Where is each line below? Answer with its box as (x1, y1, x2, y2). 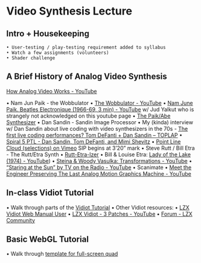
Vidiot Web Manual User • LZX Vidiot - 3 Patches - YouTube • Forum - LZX (6, 210, 193, 218)
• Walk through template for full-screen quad (6, 250, 118, 258)
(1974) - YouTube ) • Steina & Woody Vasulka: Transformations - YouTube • (6, 157, 192, 164)
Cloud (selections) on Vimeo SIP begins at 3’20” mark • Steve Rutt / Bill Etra (6, 144, 195, 151)
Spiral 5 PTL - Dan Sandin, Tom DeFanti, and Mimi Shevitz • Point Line (6, 138, 181, 145)
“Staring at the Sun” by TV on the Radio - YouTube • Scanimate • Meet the (6, 164, 192, 171)
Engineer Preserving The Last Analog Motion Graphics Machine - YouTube (6, 170, 191, 177)
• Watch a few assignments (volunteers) (6, 50, 110, 56)
